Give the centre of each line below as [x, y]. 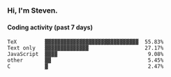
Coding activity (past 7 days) [50, 27]
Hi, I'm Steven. [32, 10]
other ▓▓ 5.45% [85, 61]
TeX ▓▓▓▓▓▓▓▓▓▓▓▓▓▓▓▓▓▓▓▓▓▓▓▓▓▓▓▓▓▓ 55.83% [85, 42]
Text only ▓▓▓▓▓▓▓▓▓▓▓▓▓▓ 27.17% [85, 48]
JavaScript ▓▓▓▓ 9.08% [85, 55]
